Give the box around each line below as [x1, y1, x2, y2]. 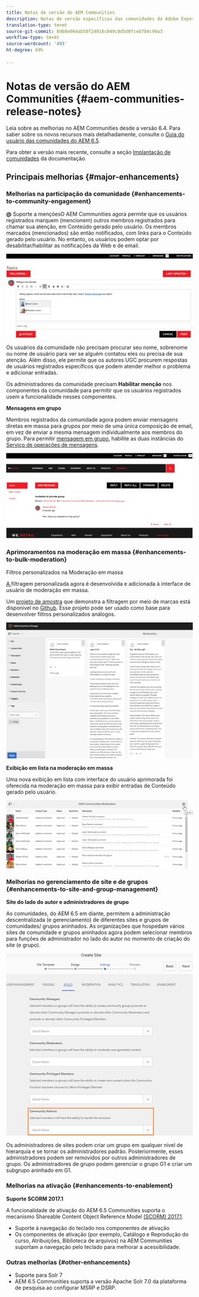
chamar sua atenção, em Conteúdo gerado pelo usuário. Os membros [6, 223, 176, 231]
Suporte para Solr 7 [14, 1272, 63, 1279]
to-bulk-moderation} [6, 555, 67, 563]
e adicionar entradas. [6, 369, 58, 376]
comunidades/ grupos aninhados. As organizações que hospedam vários [6, 922, 185, 929]
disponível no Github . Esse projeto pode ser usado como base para [6, 604, 171, 611]
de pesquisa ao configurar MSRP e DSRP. [14, 1284, 117, 1292]
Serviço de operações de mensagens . [6, 441, 99, 448]
